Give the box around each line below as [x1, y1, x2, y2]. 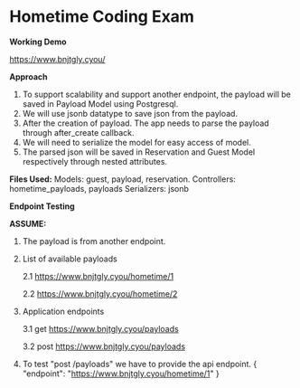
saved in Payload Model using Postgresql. [22, 98, 179, 109]
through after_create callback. [22, 127, 135, 137]
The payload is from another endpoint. [22, 235, 166, 246]
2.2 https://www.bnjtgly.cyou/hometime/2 [22, 288, 178, 299]
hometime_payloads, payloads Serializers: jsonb [9, 183, 190, 194]
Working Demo [9, 36, 67, 47]
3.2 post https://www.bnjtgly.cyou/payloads [22, 341, 186, 352]
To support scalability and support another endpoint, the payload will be [22, 89, 291, 99]
